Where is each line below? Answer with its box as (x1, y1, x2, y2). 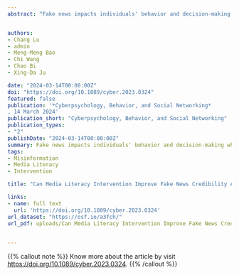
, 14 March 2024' (7, 108, 59, 116)
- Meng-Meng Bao (7, 49, 55, 57)
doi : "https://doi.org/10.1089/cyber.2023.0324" (7, 88, 154, 96)
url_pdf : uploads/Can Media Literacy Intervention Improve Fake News (7, 220, 218, 227)
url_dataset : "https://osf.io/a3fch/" (7, 213, 122, 220)
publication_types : (7, 122, 65, 129)
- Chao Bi (7, 63, 37, 70)
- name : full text (7, 200, 62, 207)
